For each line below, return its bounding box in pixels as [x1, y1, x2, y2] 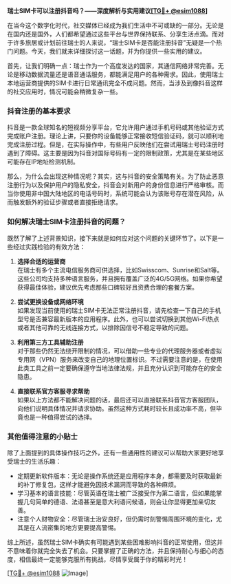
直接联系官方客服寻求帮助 [16, 387, 90, 395]
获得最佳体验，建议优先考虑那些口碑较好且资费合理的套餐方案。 [16, 283, 198, 291]
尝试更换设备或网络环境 [16, 297, 84, 305]
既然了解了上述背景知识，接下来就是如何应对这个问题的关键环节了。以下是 [7, 234, 218, 242]
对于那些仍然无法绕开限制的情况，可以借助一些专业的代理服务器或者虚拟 [16, 347, 222, 355]
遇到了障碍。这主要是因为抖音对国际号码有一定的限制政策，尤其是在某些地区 [7, 149, 224, 158]
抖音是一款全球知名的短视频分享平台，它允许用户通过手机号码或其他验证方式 [7, 123, 224, 131]
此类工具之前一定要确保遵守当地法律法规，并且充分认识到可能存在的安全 [16, 364, 222, 372]
